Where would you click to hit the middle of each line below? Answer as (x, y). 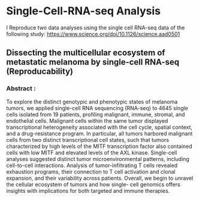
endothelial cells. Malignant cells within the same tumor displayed (87, 120)
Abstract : (21, 89)
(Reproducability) (40, 72)
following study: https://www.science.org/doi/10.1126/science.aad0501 (93, 34)
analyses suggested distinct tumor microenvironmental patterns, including (98, 159)
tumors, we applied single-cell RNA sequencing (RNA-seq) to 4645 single (97, 108)
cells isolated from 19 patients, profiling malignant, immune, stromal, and (96, 114)
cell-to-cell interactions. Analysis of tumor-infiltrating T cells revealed (92, 165)
